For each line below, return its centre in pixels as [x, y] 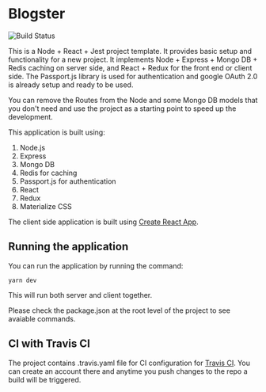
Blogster [37, 14]
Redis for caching [48, 173]
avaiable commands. [42, 318]
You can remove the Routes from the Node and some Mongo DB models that [133, 100]
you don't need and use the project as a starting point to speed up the [122, 108]
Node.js [32, 147]
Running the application [68, 247]
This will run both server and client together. [80, 295]
